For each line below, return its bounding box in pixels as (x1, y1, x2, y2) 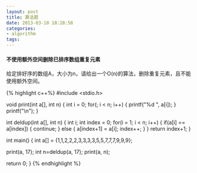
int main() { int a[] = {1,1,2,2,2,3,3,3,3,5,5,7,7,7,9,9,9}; (6, 137, 133, 144)
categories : (6, 25, 36, 32)
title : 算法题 (6, 14, 39, 20)
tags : (6, 36, 20, 42)
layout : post (6, 8, 39, 15)
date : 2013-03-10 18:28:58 (6, 20, 73, 26)
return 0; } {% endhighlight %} (6, 160, 81, 167)
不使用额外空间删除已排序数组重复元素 (6, 55, 100, 63)
